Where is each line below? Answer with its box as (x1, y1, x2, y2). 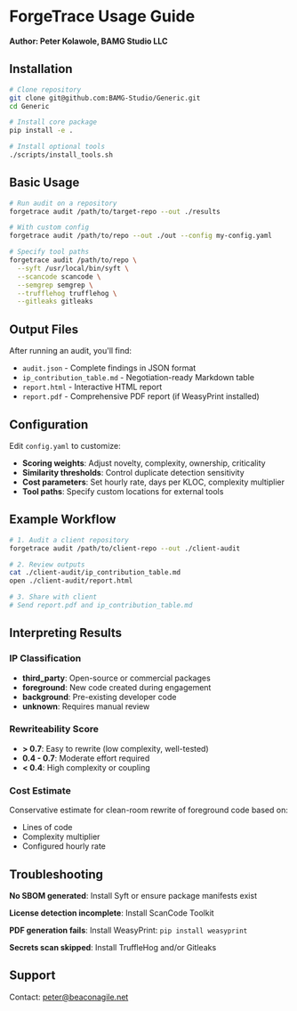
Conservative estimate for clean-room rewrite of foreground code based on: (9, 804, 289, 816)
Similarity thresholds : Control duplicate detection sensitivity (21, 467, 245, 477)
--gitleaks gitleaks (17, 297, 93, 306)
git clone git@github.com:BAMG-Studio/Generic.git (9, 94, 201, 102)
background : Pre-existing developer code (21, 691, 177, 702)
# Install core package (9, 118, 98, 126)
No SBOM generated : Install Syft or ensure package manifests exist (9, 890, 258, 901)
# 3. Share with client (9, 592, 98, 602)
